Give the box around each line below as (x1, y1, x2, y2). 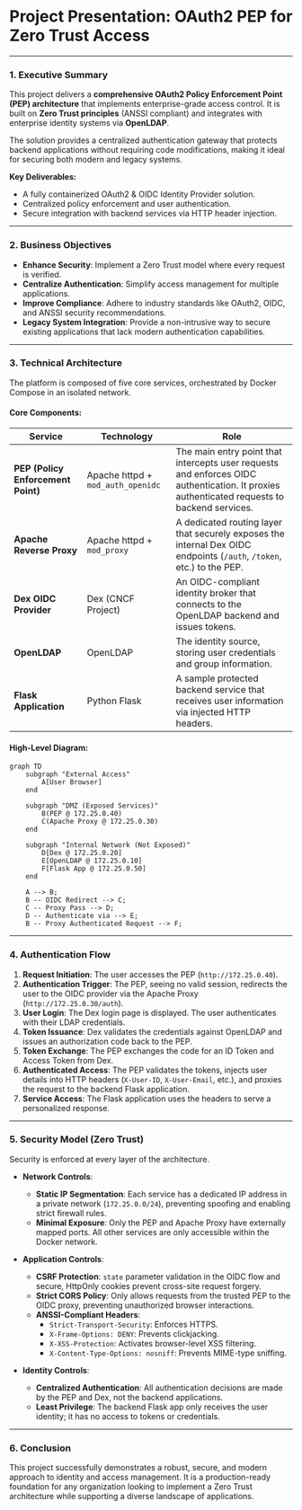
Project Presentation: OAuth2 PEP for (9, 6, 293, 27)
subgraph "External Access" (25, 770, 130, 779)
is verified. (22, 269, 62, 279)
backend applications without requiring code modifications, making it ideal (9, 145, 286, 155)
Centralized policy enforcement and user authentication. (22, 199, 232, 209)
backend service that (175, 684, 265, 696)
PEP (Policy (13, 463, 65, 475)
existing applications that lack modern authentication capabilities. (22, 326, 265, 337)
